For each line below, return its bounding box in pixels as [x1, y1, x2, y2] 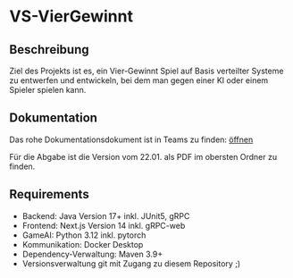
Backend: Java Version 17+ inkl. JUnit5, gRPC [21, 210, 190, 221]
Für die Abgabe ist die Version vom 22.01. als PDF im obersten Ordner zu [9, 151, 278, 162]
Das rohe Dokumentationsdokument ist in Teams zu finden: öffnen [9, 134, 254, 145]
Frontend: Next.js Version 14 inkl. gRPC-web [21, 220, 186, 231]
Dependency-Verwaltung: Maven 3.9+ [21, 249, 163, 259]
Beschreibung [9, 42, 89, 57]
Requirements [9, 187, 89, 202]
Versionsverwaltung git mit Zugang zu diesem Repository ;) [21, 257, 241, 269]
